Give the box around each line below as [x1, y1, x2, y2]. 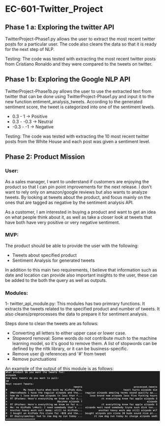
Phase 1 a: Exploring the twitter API [5, 23, 114, 31]
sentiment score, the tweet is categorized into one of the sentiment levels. [5, 104, 155, 110]
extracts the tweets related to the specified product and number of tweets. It [5, 306, 160, 312]
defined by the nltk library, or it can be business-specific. [12, 346, 129, 351]
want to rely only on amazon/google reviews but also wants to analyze [5, 189, 147, 195]
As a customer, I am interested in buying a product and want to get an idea [5, 209, 156, 215]
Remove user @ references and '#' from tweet [12, 351, 106, 357]
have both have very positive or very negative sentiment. [5, 219, 120, 225]
